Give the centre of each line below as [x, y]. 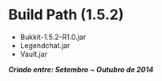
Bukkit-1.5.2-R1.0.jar [53, 37]
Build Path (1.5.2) [66, 15]
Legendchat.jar [45, 45]
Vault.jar [34, 54]
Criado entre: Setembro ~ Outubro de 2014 [81, 69]
